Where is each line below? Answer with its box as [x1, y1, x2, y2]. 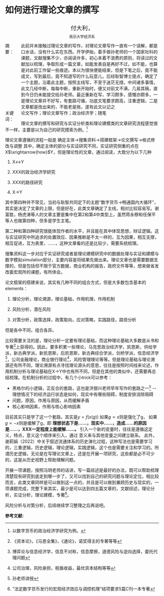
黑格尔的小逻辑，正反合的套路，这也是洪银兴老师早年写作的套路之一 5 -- [12, 385, 157, 391]
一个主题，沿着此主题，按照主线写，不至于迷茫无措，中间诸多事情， [21, 80, 158, 85]
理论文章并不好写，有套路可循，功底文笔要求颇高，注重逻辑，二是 [25, 98, 158, 103]
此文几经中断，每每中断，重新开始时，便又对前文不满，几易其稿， [21, 86, 154, 91]
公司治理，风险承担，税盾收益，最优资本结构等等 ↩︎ [12, 565, 116, 571]
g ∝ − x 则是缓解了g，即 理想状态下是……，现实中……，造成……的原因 [5, 420, 147, 426]
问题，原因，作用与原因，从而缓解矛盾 [12, 397, 89, 404]
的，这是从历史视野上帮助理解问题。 [5, 457, 78, 463]
